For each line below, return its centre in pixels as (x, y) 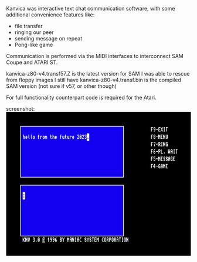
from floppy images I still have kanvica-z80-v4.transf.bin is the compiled (94, 80)
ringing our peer (34, 32)
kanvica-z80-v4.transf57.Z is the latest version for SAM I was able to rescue (98, 74)
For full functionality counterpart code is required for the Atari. (81, 97)
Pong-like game (34, 45)
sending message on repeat (48, 38)
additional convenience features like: (50, 15)
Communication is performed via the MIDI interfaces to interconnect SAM (95, 56)
